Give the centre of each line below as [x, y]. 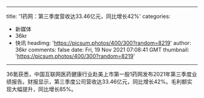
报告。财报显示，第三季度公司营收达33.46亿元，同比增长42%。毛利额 [99, 81]
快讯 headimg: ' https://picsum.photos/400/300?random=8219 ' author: [103, 43]
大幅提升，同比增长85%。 [44, 89]
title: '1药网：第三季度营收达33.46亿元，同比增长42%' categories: [89, 16]
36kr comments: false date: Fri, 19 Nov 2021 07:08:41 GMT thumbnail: [102, 50]
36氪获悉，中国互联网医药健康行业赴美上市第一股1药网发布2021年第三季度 [99, 74]
